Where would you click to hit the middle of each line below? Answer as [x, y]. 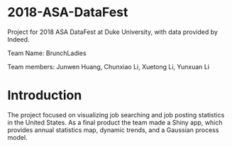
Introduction [45, 95]
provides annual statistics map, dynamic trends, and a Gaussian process [113, 130]
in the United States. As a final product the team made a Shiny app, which [115, 122]
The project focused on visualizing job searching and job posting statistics [116, 114]
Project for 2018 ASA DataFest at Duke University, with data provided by [113, 32]
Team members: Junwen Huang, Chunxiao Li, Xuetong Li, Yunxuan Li [109, 66]
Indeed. [18, 39]
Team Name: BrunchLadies [47, 53]
